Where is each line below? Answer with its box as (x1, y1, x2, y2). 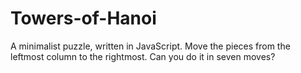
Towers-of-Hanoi (10, 7, 157, 30)
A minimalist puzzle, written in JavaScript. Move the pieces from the (10, 40, 291, 52)
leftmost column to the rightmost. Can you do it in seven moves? (10, 50, 276, 62)
